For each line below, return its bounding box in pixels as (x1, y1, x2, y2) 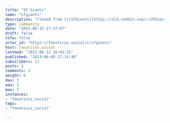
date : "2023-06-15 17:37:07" (5, 26, 67, 31)
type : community (5, 21, 39, 27)
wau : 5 (5, 82, 19, 87)
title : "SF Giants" (5, 7, 47, 13)
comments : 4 (5, 69, 30, 74)
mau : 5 (5, 87, 19, 92)
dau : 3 (5, 78, 19, 83)
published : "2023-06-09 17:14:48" (5, 54, 78, 59)
